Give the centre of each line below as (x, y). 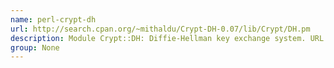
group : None (35, 47)
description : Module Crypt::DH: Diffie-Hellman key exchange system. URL (167, 38)
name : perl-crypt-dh (53, 19)
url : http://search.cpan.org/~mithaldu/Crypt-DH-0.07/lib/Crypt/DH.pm (160, 29)
